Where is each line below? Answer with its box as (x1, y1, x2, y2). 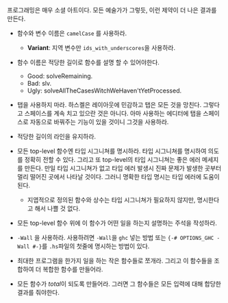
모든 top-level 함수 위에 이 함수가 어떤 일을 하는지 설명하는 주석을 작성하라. (16, 219, 218, 227)
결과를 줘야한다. (16, 289, 60, 296)
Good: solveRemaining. (27, 72, 93, 80)
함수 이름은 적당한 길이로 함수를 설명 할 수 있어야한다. (16, 58, 160, 66)
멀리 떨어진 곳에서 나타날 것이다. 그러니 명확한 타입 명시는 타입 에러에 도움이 (16, 173, 220, 180)
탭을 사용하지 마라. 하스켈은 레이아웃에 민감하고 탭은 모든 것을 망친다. (16, 101, 202, 108)
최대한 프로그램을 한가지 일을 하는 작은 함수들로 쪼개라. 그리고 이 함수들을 (16, 256, 213, 265)
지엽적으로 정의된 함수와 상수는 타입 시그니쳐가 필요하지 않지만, (27, 196, 196, 204)
